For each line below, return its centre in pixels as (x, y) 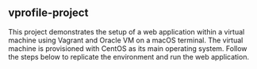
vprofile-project (48, 13)
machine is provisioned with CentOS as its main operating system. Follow (128, 48)
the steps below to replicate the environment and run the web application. (129, 56)
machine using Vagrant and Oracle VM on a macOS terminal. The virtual (126, 40)
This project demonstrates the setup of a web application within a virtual (127, 31)
